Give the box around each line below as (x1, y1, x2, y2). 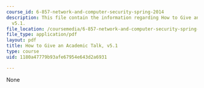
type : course (6, 49, 39, 55)
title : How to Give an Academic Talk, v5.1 (6, 43, 118, 49)
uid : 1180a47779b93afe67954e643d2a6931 (6, 54, 107, 60)
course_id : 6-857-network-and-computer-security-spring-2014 (6, 8, 165, 15)
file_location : (6, 25, 45, 32)
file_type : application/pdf (6, 32, 78, 38)
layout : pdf (6, 37, 36, 43)
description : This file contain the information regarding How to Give (6, 15, 191, 21)
